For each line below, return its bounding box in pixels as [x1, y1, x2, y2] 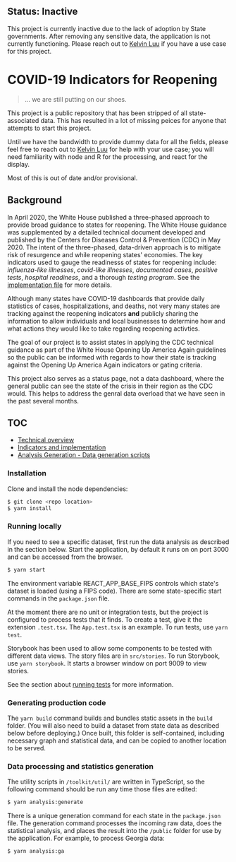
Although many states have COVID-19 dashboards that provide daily [7, 294, 205, 302]
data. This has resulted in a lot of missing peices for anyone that [40, 116, 227, 124]
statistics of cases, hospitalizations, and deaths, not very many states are [7, 302, 221, 310]
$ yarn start [7, 566, 46, 573]
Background [7, 194, 62, 206]
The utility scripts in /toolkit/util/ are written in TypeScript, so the [7, 777, 206, 786]
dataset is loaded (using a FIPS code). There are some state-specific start [7, 586, 222, 595]
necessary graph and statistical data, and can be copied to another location [7, 736, 227, 745]
